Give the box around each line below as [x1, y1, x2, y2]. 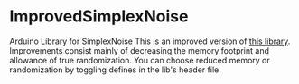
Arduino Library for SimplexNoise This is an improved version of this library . [9, 36, 291, 46]
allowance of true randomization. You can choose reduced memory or [9, 55, 271, 65]
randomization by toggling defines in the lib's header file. [9, 64, 221, 75]
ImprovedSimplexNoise [9, 6, 189, 27]
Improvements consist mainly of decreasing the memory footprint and [9, 45, 269, 55]
